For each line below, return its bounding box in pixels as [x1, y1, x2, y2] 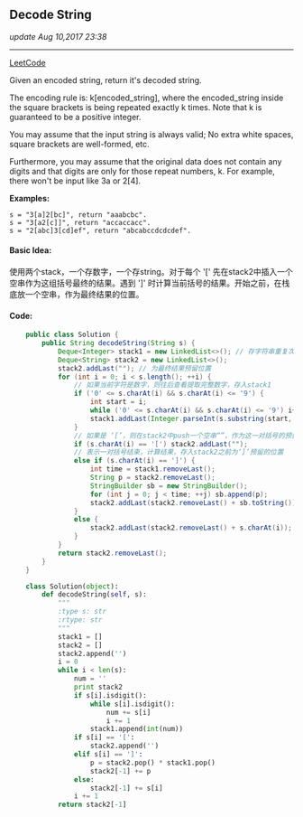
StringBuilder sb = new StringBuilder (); [89, 481, 248, 491]
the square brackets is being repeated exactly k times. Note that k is [9, 101, 262, 112]
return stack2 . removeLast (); [57, 549, 168, 558]
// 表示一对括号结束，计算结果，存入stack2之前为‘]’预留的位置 [73, 447, 284, 457]
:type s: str [57, 607, 106, 616]
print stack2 [73, 682, 124, 692]
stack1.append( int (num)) [89, 725, 183, 734]
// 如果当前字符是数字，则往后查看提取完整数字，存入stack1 [73, 380, 272, 390]
